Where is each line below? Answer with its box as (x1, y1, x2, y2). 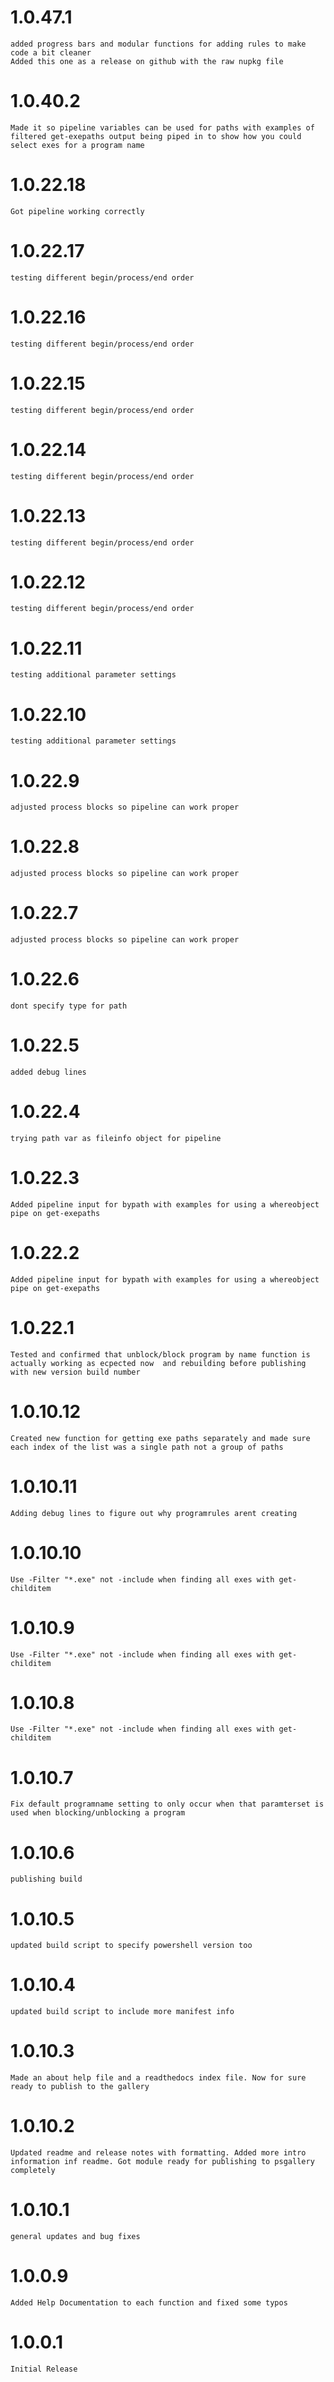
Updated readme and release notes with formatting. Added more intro (10, 2148, 307, 2158)
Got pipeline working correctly (10, 206, 145, 216)
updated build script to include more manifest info (10, 2007, 235, 2017)
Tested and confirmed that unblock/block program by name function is (10, 1349, 311, 1360)
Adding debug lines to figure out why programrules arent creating (10, 1508, 298, 1518)
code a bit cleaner (10, 47, 92, 58)
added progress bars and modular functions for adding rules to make (10, 39, 307, 49)
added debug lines (10, 1067, 87, 1077)
